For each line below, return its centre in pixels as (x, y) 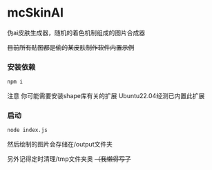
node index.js (28, 130)
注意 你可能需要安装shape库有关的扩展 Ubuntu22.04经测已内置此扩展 (106, 96)
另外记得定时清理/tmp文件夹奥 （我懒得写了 (69, 159)
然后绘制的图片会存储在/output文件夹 (60, 144)
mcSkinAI (36, 13)
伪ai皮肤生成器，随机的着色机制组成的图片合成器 (76, 32)
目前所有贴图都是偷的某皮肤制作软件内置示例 (71, 47)
